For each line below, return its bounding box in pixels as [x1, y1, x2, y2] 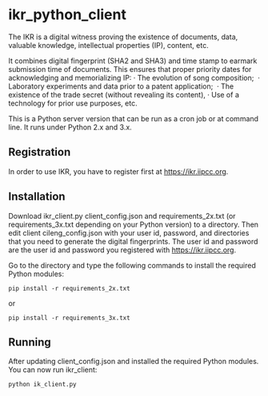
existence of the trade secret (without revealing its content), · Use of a [8, 89, 240, 99]
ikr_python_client [8, 6, 126, 24]
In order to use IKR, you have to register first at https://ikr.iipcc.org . [8, 166, 229, 176]
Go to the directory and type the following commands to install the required [8, 260, 256, 270]
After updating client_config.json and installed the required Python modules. [8, 357, 259, 366]
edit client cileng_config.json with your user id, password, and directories [8, 228, 250, 237]
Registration [8, 145, 71, 159]
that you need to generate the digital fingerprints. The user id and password [8, 236, 258, 246]
